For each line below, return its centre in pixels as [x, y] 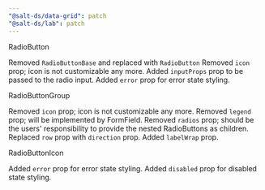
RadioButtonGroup [39, 95]
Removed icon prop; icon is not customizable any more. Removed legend [130, 111]
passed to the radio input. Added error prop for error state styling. [119, 80]
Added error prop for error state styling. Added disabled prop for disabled [133, 168]
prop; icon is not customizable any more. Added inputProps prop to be [126, 71]
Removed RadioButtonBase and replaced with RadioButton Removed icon [129, 63]
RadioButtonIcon [36, 153]
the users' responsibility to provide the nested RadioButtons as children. [128, 128]
